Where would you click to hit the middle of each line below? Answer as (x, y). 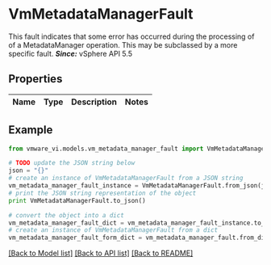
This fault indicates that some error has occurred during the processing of (131, 36)
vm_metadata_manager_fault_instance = (73, 186)
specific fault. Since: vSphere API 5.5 (71, 53)
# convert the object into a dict (67, 215)
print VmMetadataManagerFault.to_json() (77, 200)
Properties (35, 79)
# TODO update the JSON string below (72, 163)
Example (31, 130)
